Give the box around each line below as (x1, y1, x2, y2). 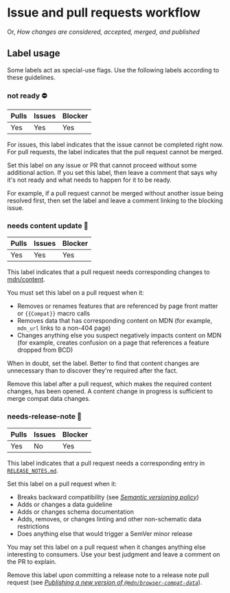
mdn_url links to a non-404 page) (16, 324, 111, 332)
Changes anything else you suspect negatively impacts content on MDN (16, 331, 222, 340)
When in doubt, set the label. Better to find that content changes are (7, 360, 200, 368)
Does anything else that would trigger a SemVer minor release (16, 529, 193, 538)
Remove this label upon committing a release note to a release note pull (7, 570, 209, 579)
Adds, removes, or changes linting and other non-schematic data (16, 514, 202, 523)
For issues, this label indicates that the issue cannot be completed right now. (7, 141, 224, 149)
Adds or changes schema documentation (16, 508, 134, 516)
